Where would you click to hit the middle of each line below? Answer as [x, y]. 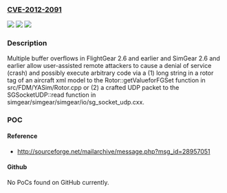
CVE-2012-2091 [34, 10]
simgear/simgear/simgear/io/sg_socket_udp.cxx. [76, 102]
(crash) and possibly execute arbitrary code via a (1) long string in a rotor [110, 73]
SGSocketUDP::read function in [52, 95]
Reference [22, 136]
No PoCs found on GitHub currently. [58, 182]
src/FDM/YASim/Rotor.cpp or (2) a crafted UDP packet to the [93, 87]
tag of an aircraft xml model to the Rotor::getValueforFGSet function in [107, 80]
